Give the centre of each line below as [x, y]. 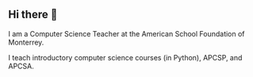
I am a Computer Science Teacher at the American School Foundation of [126, 33]
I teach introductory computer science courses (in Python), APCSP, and [125, 57]
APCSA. [21, 66]
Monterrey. [26, 42]
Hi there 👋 [33, 15]
